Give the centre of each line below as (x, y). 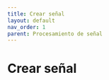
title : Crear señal (36, 14)
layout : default (31, 21)
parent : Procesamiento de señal (55, 34)
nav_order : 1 (27, 27)
